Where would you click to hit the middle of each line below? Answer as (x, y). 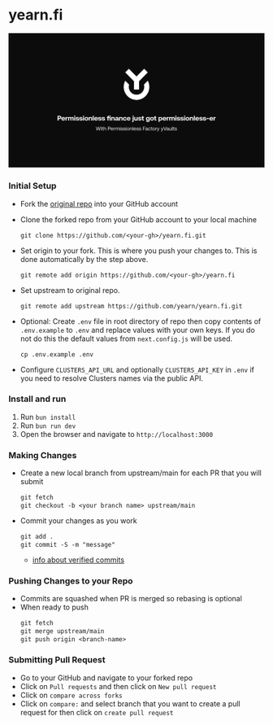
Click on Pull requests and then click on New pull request (118, 686)
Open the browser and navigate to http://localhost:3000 (117, 434)
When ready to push (54, 607)
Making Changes (43, 455)
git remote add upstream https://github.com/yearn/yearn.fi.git (131, 306)
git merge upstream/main (62, 631)
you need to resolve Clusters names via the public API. (111, 378)
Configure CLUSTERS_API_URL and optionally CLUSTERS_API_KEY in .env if (137, 369)
